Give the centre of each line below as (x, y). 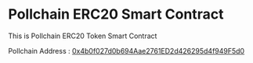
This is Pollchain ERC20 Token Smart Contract (83, 36)
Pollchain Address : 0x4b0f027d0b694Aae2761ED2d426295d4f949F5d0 (127, 51)
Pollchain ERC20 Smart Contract (116, 14)
